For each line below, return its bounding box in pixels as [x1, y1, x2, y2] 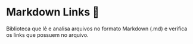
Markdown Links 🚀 [6, 5, 99, 19]
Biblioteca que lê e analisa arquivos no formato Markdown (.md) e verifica [6, 25, 188, 32]
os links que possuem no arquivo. [6, 31, 89, 38]
